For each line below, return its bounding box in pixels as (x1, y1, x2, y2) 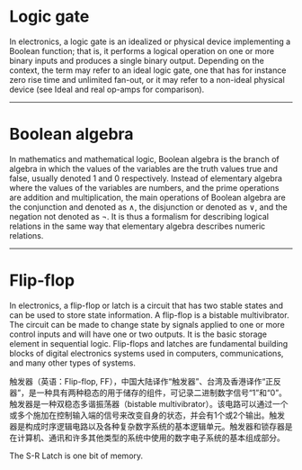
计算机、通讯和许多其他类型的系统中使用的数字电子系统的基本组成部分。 (16, 432, 285, 443)
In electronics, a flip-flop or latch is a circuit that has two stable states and (9, 300, 284, 311)
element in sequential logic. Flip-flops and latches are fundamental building (9, 338, 289, 348)
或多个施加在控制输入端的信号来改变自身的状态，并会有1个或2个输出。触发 (9, 410, 286, 420)
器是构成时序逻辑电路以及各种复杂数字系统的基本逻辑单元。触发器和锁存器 (9, 420, 285, 431)
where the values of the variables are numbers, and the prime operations (9, 182, 280, 193)
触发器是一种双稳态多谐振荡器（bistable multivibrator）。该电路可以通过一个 (9, 398, 289, 409)
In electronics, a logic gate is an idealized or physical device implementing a (9, 36, 291, 47)
